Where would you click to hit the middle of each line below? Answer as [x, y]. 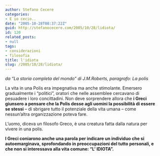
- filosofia [17, 55]
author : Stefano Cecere [30, 10]
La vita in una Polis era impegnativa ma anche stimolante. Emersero [74, 88]
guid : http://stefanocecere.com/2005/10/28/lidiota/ [60, 28]
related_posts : [21, 37]
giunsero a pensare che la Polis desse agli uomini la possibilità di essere [80, 104]
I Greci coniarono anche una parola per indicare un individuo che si [75, 139]
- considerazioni [23, 51]
